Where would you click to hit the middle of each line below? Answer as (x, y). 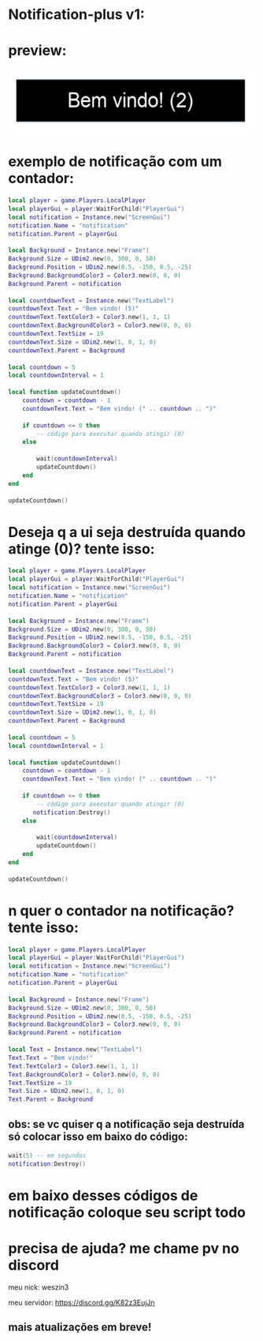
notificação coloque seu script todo (127, 1212)
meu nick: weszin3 (39, 1287)
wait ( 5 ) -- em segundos (47, 1155)
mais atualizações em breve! (80, 1327)
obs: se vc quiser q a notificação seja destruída (126, 1124)
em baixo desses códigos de (103, 1195)
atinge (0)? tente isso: (81, 548)
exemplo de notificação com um (115, 162)
